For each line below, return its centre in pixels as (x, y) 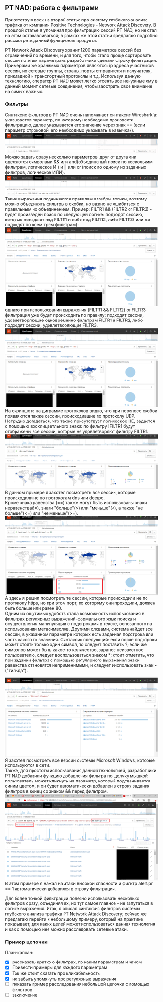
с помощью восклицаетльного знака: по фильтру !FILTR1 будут (70, 426)
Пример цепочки (26, 942)
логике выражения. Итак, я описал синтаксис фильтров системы (73, 909)
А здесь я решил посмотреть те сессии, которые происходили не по (76, 598)
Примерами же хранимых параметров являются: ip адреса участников (80, 65)
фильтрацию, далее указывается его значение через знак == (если (75, 125)
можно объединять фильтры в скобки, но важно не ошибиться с (72, 204)
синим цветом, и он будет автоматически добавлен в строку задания (77, 786)
